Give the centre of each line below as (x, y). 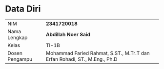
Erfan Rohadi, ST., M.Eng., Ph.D (82, 59)
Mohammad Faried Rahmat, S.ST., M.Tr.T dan (98, 53)
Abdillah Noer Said (68, 34)
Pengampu (20, 59)
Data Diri (23, 9)
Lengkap (18, 37)
